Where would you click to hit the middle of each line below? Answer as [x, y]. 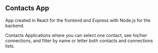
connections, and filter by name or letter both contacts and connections [79, 40]
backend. [15, 25]
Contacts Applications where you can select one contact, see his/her [76, 35]
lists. [10, 46]
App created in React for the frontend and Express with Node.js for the [78, 20]
